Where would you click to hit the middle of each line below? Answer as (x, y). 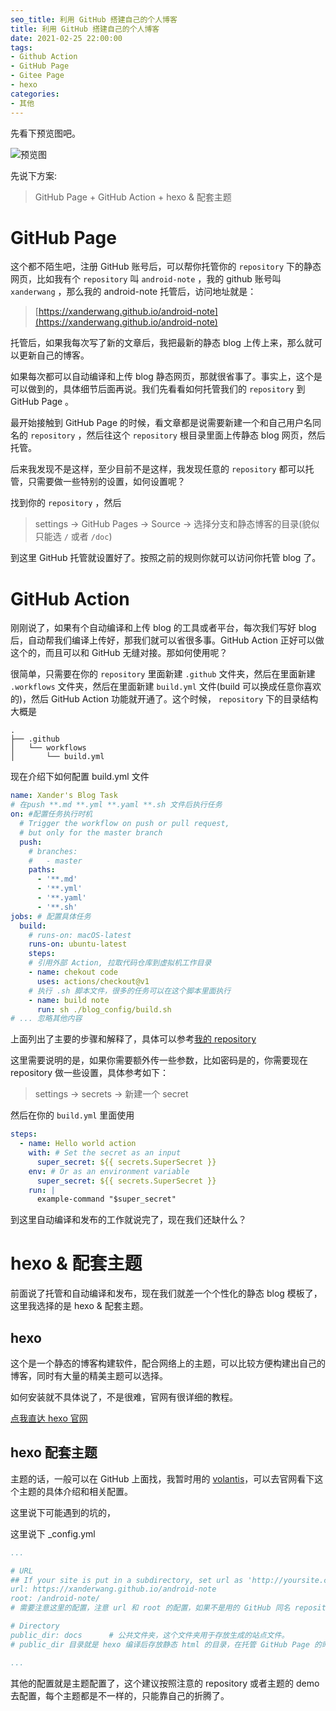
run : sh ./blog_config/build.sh (104, 1009)
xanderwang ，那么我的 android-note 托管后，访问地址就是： (133, 292)
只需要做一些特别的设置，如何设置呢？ (106, 482)
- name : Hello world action (78, 1144)
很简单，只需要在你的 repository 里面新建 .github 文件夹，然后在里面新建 (163, 674)
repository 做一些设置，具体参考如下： (90, 1073)
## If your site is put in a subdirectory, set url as (127, 1580)
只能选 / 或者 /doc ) (73, 537)
